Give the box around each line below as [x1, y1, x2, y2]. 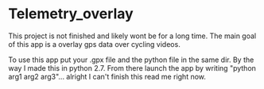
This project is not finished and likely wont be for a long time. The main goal [8, 31, 257, 41]
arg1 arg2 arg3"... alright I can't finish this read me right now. [8, 72, 207, 81]
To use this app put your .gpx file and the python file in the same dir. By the [8, 55, 254, 64]
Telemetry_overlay [8, 5, 134, 23]
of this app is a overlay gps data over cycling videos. [8, 39, 181, 48]
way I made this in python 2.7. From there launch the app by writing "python [8, 63, 257, 72]
